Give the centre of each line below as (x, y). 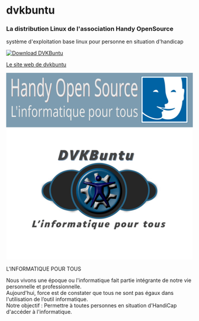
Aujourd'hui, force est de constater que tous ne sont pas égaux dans (90, 293)
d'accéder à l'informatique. (39, 312)
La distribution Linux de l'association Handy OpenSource (90, 29)
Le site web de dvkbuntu (36, 65)
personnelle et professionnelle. (44, 287)
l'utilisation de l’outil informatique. (47, 299)
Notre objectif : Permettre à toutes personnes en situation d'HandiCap (92, 306)
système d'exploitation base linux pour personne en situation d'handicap (95, 41)
